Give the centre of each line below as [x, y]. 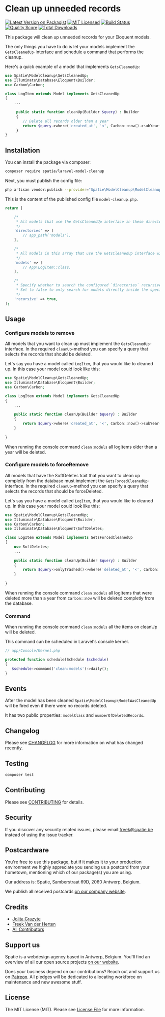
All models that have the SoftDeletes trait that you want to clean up [73, 475]
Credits [17, 907]
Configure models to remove [40, 333]
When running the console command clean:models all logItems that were [79, 593]
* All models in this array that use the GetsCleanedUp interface [85, 253]
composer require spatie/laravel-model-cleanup [55, 171]
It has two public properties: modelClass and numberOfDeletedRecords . [75, 715]
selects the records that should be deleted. [49, 354]
